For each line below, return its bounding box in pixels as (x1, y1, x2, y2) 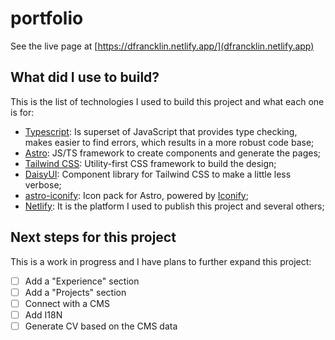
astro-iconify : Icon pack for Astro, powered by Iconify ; (24, 189, 249, 201)
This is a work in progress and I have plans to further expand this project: (10, 255, 312, 267)
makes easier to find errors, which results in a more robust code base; (24, 136, 315, 148)
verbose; (24, 178, 62, 191)
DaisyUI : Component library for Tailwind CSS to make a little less (24, 168, 292, 180)
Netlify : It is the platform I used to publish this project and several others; (24, 200, 325, 212)
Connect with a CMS (24, 297, 110, 309)
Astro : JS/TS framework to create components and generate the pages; (24, 147, 322, 159)
